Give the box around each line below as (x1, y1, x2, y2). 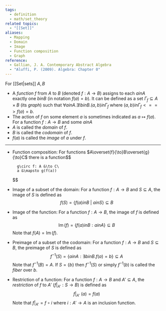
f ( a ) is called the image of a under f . (12, 135, 86, 141)
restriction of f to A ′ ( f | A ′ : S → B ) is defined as (12, 282, 107, 289)
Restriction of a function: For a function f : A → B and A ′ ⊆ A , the (12, 276, 145, 282)
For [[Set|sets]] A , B (5, 81, 45, 87)
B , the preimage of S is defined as (12, 245, 82, 251)
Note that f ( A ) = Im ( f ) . (12, 230, 58, 236)
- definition (9, 12, 37, 17)
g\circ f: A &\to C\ (17, 164, 59, 169)
